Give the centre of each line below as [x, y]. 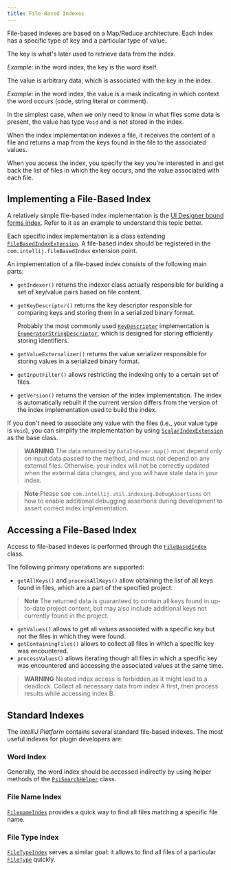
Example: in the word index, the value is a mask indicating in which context [113, 94]
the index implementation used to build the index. [87, 410]
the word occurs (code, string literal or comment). [78, 101]
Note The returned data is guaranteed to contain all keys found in [117, 601]
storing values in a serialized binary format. [78, 361]
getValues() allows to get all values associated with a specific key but [116, 629]
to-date [35, 609]
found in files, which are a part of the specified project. [95, 588]
